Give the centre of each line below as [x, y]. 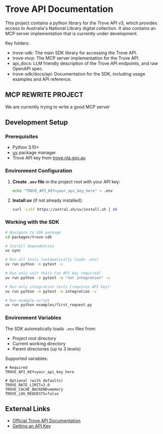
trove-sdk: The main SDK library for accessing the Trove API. [75, 53]
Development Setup [37, 123]
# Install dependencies [30, 246]
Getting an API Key [32, 426]
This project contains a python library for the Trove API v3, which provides [81, 23]
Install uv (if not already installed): [47, 200]
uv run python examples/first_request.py [49, 305]
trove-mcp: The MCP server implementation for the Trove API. [76, 58]
